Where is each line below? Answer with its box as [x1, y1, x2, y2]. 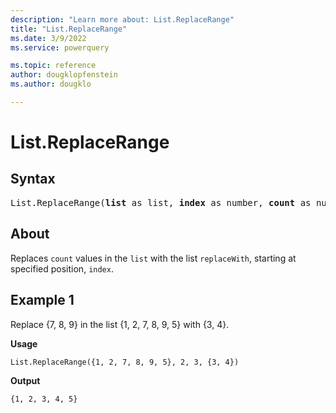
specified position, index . [10, 262, 114, 275]
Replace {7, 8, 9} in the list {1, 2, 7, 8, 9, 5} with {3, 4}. [10, 318, 230, 330]
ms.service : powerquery [10, 42, 110, 53]
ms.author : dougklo [10, 79, 92, 90]
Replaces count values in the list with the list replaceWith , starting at [10, 252, 297, 264]
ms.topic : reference [10, 61, 97, 71]
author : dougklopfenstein [10, 70, 118, 80]
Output [10, 374, 41, 386]
